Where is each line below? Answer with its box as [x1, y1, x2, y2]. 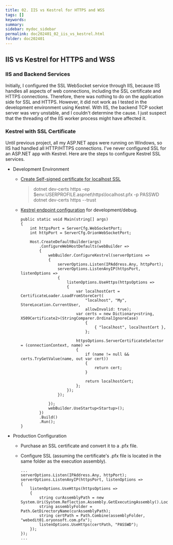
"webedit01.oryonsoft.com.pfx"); [20, 517, 93, 522]
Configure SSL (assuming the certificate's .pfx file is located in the [20, 452, 162, 459]
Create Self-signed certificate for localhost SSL [20, 176, 121, 182]
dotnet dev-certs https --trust [33, 196, 96, 203]
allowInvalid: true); [85, 306, 132, 312]
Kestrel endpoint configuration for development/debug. [20, 207, 138, 213]
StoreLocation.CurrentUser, [20, 302, 81, 307]
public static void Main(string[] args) [20, 216, 109, 222]
